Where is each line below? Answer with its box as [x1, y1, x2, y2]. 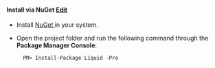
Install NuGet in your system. [16, 21, 99, 29]
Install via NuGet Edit [6, 5, 68, 14]
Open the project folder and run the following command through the [16, 34, 209, 43]
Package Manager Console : [16, 41, 98, 49]
